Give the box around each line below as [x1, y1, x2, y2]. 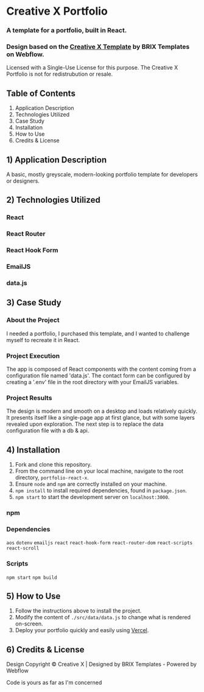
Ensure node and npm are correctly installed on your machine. [15, 481, 167, 488]
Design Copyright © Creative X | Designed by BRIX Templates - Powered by [6, 661, 197, 668]
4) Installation [6, 445, 60, 455]
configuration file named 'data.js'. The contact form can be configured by [6, 372, 191, 379]
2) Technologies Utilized [6, 195, 100, 205]
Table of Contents [6, 88, 76, 98]
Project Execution [6, 351, 60, 360]
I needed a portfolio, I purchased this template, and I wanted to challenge [6, 330, 190, 337]
